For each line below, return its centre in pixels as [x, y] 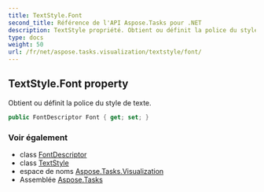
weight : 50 [26, 45]
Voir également [38, 137]
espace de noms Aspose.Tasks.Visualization [92, 171]
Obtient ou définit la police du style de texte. [80, 102]
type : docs [26, 37]
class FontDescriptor [53, 154]
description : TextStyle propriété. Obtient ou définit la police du [123, 30]
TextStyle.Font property [68, 84]
